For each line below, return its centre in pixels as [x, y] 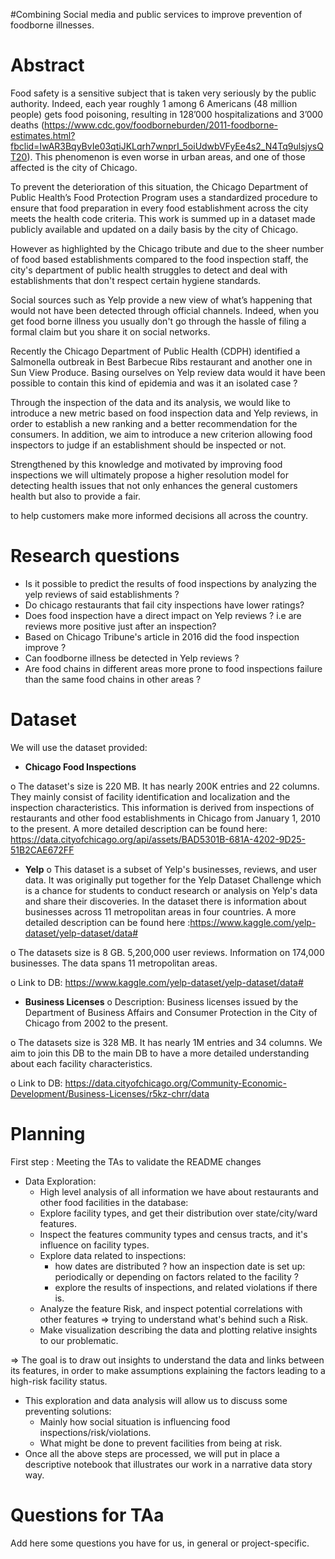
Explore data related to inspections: [113, 1255]
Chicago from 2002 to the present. [96, 1023]
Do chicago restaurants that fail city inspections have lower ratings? [164, 605]
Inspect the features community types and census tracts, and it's [173, 1234]
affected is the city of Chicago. [74, 167]
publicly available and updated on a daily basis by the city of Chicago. [154, 229]
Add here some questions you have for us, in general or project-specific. [160, 1543]
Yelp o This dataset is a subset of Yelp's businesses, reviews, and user [171, 869]
